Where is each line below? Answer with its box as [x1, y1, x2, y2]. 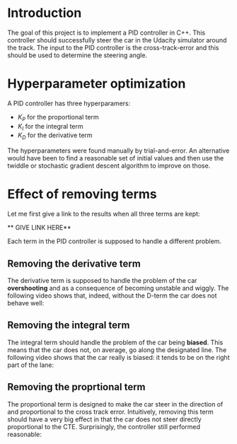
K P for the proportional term [17, 112, 99, 123]
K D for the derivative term [17, 131, 93, 141]
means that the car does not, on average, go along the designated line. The [7, 345, 227, 354]
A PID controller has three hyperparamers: [7, 99, 131, 107]
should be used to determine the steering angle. [7, 51, 147, 59]
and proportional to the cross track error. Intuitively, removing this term [7, 407, 214, 416]
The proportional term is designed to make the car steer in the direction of [7, 399, 224, 408]
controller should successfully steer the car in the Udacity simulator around [7, 35, 227, 44]
